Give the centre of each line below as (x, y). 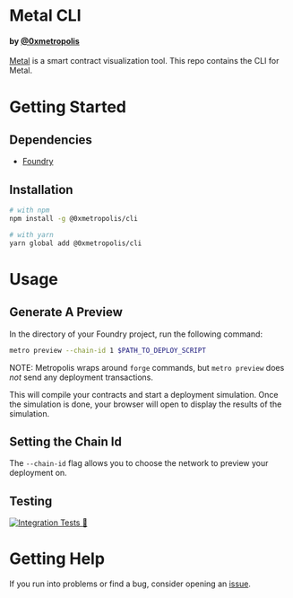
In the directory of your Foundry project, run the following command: (136, 334)
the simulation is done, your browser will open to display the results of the (146, 404)
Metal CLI (46, 16)
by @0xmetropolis (45, 40)
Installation (41, 189)
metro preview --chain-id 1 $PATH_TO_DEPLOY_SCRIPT (108, 350)
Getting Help (57, 559)
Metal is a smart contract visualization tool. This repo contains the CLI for (144, 61)
